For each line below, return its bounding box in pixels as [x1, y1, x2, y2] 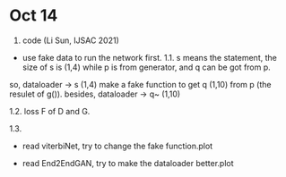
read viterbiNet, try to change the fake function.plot [22, 140, 213, 151]
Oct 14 [9, 5, 58, 26]
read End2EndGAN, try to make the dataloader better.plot [22, 157, 235, 168]
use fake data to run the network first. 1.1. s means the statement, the [22, 52, 278, 63]
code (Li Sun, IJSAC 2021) [22, 35, 119, 46]
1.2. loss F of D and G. [9, 105, 91, 116]
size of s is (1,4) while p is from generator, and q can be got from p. [22, 62, 271, 72]
